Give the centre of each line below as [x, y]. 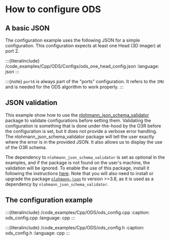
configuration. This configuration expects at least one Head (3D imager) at [83, 46]
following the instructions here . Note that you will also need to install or [79, 173]
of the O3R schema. [26, 147]
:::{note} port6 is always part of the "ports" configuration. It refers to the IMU [84, 81]
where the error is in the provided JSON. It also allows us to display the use [84, 142]
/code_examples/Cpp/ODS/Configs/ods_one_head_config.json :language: [82, 66]
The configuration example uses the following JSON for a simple [73, 40]
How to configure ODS [53, 9]
